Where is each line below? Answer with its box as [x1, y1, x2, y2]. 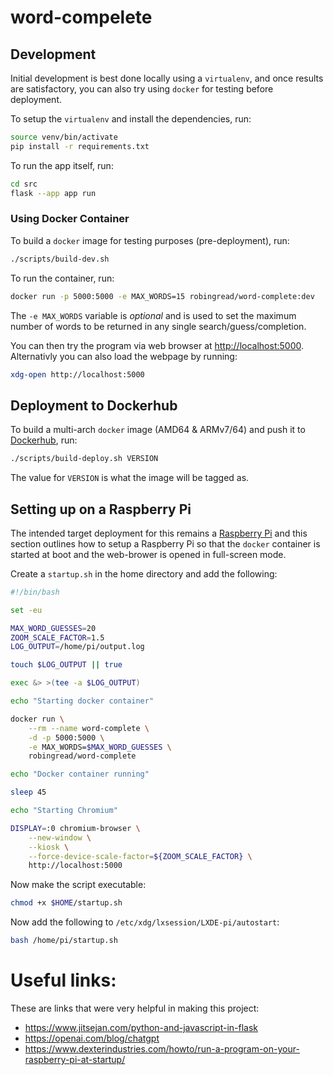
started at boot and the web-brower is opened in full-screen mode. [10, 548, 287, 560]
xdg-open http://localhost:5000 [10, 369, 145, 380]
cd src [10, 179, 38, 189]
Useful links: [10, 969, 117, 992]
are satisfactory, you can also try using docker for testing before [10, 83, 274, 95]
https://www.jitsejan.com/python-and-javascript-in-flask [24, 1021, 259, 1033]
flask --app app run [10, 188, 97, 198]
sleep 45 [10, 787, 47, 798]
